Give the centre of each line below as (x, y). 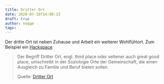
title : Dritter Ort (25, 10)
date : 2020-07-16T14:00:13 (33, 14)
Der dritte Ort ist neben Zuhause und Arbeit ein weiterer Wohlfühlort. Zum (80, 42)
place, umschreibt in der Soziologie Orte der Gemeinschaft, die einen (87, 62)
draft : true (17, 19)
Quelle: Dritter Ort (35, 77)
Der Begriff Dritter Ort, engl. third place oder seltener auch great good (88, 56)
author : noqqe (20, 23)
